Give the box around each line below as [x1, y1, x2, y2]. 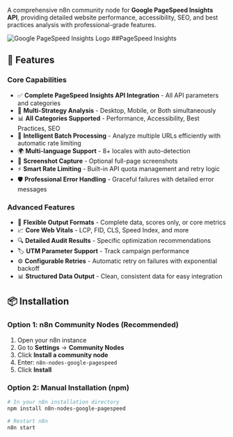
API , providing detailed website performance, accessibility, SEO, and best [7, 13, 218, 22]
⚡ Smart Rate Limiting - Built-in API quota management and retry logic [17, 164, 220, 173]
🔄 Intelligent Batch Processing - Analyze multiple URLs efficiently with [17, 132, 221, 140]
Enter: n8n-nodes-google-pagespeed [17, 358, 118, 366]
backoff [17, 264, 40, 272]
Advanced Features [7, 202, 75, 212]
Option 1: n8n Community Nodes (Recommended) [7, 320, 179, 330]
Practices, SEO [17, 124, 61, 132]
